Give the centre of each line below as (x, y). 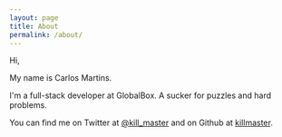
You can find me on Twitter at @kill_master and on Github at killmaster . (141, 122)
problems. (28, 105)
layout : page (34, 18)
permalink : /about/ (46, 34)
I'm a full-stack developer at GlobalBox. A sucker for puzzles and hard (141, 95)
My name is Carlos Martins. (61, 78)
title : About (34, 26)
